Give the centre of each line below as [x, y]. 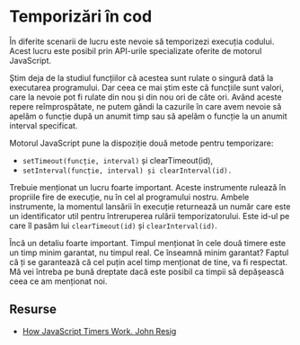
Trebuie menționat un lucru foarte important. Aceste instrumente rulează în [148, 187]
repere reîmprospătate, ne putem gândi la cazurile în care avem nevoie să [146, 106]
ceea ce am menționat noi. [58, 281]
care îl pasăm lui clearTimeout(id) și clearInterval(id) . [113, 226]
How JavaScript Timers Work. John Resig [99, 331]
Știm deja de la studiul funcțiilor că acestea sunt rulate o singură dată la [141, 77]
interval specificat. [44, 125]
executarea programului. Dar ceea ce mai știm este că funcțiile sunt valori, [147, 87]
